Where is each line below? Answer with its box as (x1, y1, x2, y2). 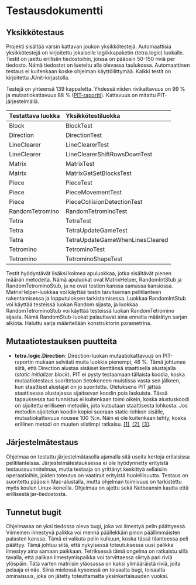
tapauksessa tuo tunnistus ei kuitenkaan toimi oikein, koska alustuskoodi (14, 395, 190, 402)
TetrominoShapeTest (65, 255, 123, 263)
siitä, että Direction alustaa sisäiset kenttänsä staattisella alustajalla (14, 364, 176, 371)
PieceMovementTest (65, 189, 122, 196)
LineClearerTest (65, 141, 109, 149)
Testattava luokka (9, 112, 60, 119)
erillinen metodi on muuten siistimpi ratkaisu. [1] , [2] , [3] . (14, 420, 151, 427)
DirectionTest (65, 131, 102, 139)
